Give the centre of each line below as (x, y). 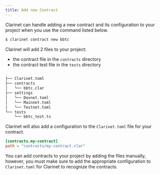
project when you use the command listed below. (57, 30)
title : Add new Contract (32, 10)
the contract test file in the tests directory (57, 64)
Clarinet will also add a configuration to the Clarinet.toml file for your (78, 126)
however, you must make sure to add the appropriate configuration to (78, 161)
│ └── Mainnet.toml (28, 102)
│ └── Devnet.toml (27, 98)
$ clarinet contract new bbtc (37, 39)
